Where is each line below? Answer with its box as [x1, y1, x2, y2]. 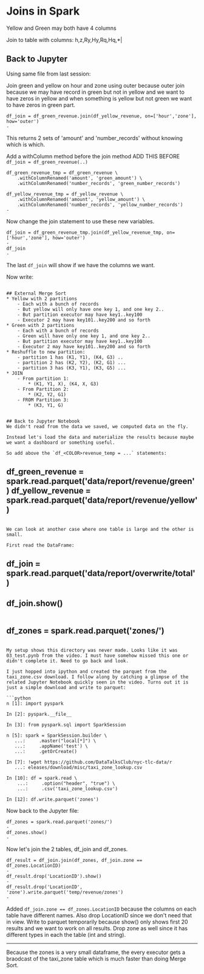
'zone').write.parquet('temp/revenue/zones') [6, 889, 123, 895]
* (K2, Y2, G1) [28, 391, 67, 398]
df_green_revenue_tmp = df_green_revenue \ [6, 169, 118, 176]
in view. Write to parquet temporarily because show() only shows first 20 [6, 918, 188, 925]
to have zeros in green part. [6, 101, 76, 108]
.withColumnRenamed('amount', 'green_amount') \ [17, 175, 143, 181]
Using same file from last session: [6, 70, 91, 77]
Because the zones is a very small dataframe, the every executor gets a [6, 948, 186, 956]
